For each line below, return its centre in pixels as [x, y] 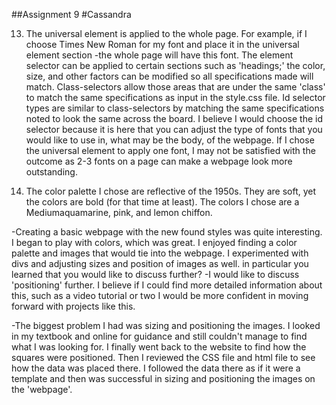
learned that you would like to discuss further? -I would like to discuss [155, 274]
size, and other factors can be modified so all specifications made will [169, 76]
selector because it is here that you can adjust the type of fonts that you [174, 129]
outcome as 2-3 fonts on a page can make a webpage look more [159, 161]
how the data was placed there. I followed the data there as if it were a [156, 368]
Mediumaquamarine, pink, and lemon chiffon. [119, 212]
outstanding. [51, 172]
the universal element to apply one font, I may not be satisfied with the [170, 150]
